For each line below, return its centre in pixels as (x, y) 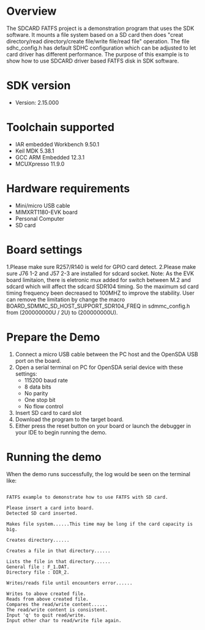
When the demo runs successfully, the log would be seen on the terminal (99, 474)
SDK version (39, 85)
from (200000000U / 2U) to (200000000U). (62, 312)
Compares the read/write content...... (57, 604)
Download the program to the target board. (69, 419)
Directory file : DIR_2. (38, 572)
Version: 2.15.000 (37, 102)
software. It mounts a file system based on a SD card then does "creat (95, 34)
